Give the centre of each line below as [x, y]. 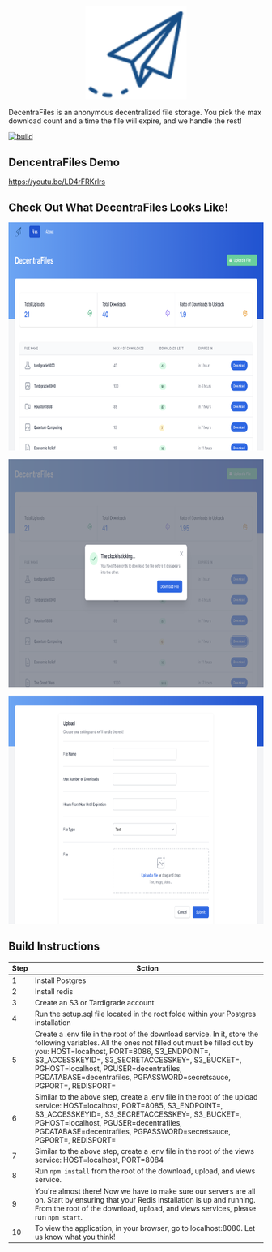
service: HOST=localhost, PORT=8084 [100, 1160]
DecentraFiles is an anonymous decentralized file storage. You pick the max [135, 113]
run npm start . [59, 1217]
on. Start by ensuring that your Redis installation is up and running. [146, 1199]
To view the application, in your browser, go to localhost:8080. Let [145, 1228]
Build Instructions [54, 947]
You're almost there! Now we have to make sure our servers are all [145, 1191]
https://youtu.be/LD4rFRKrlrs [57, 182]
